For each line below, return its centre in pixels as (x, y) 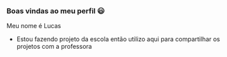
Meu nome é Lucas (34, 26)
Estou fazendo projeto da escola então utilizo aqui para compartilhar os (118, 39)
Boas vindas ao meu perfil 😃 (56, 11)
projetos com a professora (54, 47)
